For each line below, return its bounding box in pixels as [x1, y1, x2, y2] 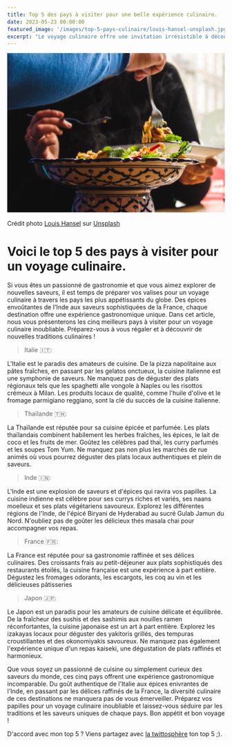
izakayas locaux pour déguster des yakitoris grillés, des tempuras [7, 630, 194, 638]
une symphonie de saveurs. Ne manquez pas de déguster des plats [7, 374, 200, 383]
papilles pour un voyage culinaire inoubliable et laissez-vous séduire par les [7, 702, 223, 710]
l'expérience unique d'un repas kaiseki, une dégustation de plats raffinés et [7, 644, 222, 652]
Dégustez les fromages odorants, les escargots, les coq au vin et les [7, 573, 202, 581]
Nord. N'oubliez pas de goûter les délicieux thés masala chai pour [7, 516, 195, 525]
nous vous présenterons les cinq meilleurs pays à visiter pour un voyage [7, 318, 213, 326]
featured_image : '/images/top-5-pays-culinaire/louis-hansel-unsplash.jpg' [7, 26, 230, 32]
